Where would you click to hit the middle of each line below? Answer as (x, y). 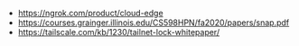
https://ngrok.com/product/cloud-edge (91, 13)
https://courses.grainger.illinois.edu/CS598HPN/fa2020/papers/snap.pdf (154, 23)
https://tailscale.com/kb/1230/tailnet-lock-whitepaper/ (118, 32)
